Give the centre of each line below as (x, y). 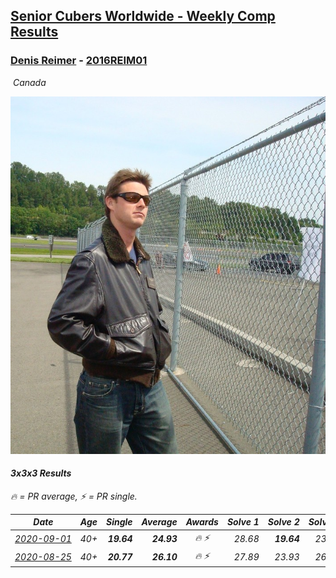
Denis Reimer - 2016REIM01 (79, 61)
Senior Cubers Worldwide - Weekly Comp (143, 16)
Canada (29, 82)
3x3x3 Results (41, 473)
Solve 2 (283, 522)
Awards (202, 522)
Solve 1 (243, 522)
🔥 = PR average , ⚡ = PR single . (74, 496)
